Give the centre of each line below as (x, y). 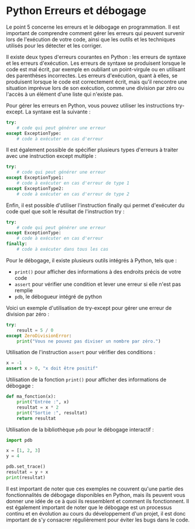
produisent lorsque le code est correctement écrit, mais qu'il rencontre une (97, 82)
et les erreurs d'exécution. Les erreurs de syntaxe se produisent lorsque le (96, 63)
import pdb (19, 440)
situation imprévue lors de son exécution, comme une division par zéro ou (95, 88)
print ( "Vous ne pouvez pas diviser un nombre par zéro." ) (89, 341)
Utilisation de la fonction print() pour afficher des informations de (86, 380)
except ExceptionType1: (35, 178)
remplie (24, 290)
